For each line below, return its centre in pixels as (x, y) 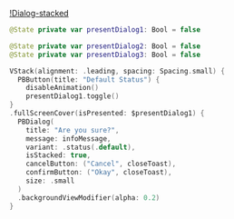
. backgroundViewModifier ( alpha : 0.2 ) (89, 198)
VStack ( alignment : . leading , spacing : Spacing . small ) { (117, 71)
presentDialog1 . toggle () (73, 96)
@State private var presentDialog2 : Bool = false (105, 46)
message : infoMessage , (68, 139)
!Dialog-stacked (39, 13)
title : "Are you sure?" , (73, 130)
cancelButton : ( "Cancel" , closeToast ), (101, 164)
